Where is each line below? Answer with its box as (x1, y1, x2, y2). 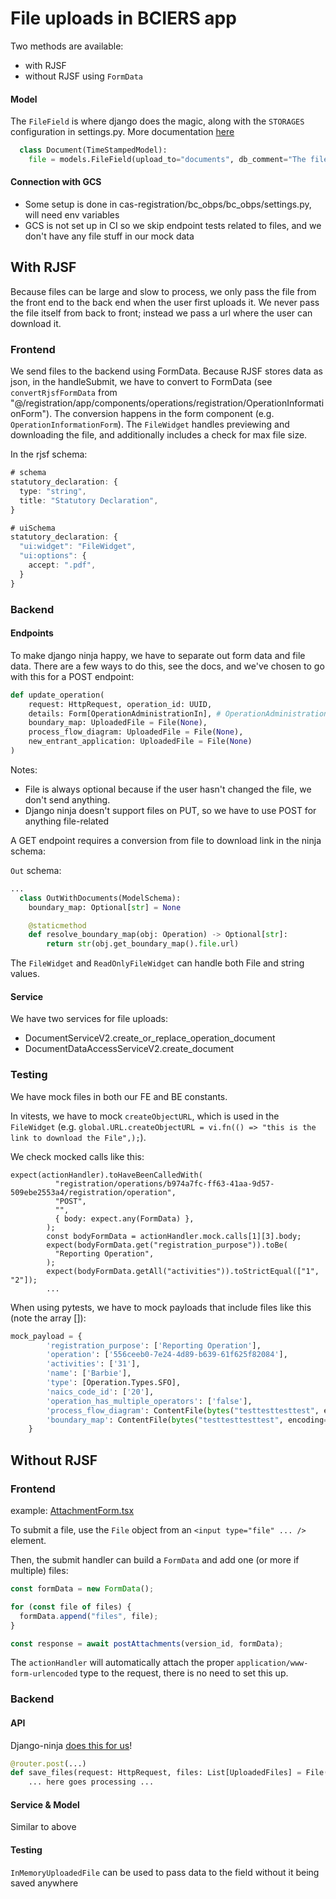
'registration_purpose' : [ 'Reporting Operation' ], (46, 1340, 262, 1351)
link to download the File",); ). (10, 1131, 147, 1143)
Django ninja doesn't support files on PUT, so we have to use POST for (24, 804, 317, 816)
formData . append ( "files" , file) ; (19, 1611, 159, 1621)
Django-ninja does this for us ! (10, 1739, 133, 1751)
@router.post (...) (10, 1758, 87, 1769)
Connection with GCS (10, 176, 102, 188)
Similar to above (10, 1821, 77, 1833)
